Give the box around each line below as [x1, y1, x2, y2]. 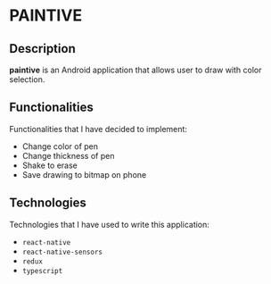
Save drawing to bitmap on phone [21, 169, 147, 180]
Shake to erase [21, 160, 78, 171]
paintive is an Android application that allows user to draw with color [9, 64, 262, 75]
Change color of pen [21, 140, 99, 152]
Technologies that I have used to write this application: [9, 219, 209, 230]
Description [9, 41, 76, 56]
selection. [9, 74, 45, 85]
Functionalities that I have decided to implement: [9, 123, 187, 134]
